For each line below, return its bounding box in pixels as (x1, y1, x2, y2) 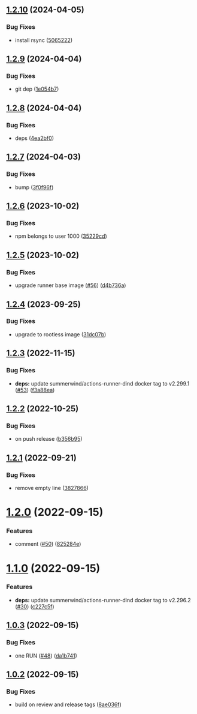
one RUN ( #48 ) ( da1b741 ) (14, 652, 78, 659)
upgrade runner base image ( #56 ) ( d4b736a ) (14, 282, 126, 289)
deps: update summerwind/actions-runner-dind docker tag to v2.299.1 (14, 380, 190, 387)
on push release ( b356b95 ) (14, 435, 83, 443)
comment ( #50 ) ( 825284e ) (14, 540, 81, 548)
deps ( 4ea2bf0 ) (14, 135, 54, 142)
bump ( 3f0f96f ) (14, 183, 54, 191)
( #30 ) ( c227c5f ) (14, 603, 55, 610)
